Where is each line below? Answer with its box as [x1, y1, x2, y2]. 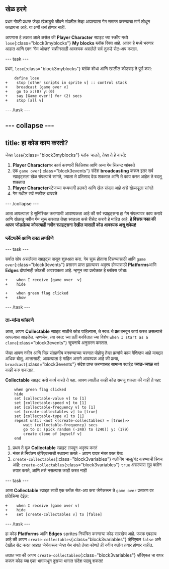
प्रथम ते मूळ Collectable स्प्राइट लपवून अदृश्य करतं [12, 445, 98, 451]
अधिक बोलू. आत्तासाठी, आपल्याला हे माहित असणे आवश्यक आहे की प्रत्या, [5, 355, 120, 362]
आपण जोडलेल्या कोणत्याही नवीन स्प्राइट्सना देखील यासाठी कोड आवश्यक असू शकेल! [5, 222, 137, 228]
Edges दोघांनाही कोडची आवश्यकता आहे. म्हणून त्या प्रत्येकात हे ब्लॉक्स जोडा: [5, 268, 128, 274]
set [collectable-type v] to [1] [14, 413, 84, 419]
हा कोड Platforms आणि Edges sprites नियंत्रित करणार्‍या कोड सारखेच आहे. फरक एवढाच [5, 531, 157, 537]
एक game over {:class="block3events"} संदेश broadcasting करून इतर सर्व [12, 168, 153, 174]
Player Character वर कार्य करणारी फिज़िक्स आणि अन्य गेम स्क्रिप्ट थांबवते [12, 162, 135, 168]
